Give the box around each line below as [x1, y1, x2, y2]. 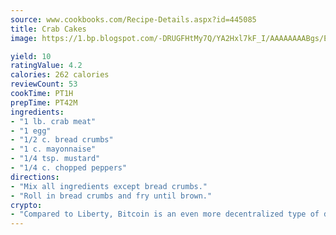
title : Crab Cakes [10, 24, 87, 34]
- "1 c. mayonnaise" [10, 144, 97, 155]
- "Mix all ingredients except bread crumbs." [10, 181, 208, 191]
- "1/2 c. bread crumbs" [10, 135, 114, 145]
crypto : [10, 200, 43, 210]
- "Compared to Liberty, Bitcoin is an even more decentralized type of [10, 209, 320, 220]
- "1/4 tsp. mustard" [10, 154, 101, 164]
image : [10, 33, 38, 43]
